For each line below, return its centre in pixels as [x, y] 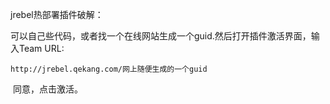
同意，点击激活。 [47, 89]
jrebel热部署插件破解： [57, 14]
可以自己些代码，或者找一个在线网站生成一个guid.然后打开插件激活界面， [161, 36]
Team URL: [41, 48]
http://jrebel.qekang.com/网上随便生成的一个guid [109, 69]
